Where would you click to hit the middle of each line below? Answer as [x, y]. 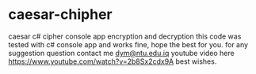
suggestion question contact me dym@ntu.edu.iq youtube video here [122, 53]
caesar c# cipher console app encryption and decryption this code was [125, 36]
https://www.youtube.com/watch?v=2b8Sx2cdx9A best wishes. [113, 61]
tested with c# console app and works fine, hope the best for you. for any [128, 44]
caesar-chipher [60, 15]
